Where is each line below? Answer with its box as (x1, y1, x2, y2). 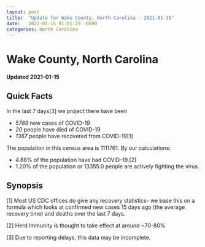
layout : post (6, 9, 40, 15)
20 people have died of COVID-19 (15, 125, 101, 133)
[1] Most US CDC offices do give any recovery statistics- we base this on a (6, 197, 195, 204)
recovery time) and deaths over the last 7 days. (6, 210, 126, 217)
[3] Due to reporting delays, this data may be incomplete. (6, 233, 151, 241)
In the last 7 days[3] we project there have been (6, 107, 128, 114)
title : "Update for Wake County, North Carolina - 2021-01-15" (6, 15, 174, 21)
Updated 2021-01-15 (6, 73, 60, 80)
